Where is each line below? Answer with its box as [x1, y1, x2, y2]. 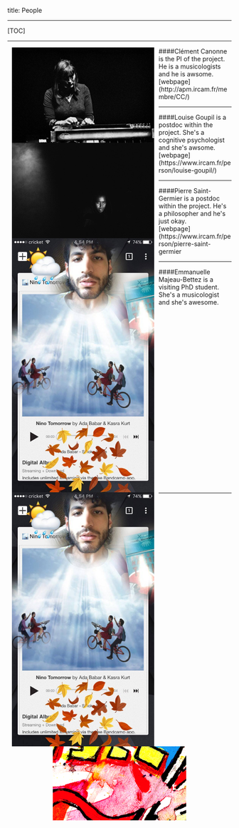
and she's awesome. [159, 298, 219, 306]
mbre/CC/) [159, 93, 190, 101]
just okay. [159, 217, 187, 225]
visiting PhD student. [159, 283, 219, 291]
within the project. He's [159, 202, 227, 210]
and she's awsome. [159, 143, 216, 152]
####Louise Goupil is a [159, 113, 226, 121]
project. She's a [159, 128, 205, 136]
